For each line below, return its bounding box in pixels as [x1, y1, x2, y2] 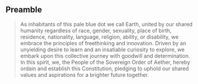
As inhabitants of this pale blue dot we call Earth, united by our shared [20, 20, 193, 27]
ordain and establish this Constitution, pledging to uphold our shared [20, 65, 189, 72]
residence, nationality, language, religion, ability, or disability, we [20, 33, 179, 41]
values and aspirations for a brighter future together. [20, 71, 150, 78]
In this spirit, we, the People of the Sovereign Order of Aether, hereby [20, 58, 190, 66]
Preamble [5, 5, 42, 15]
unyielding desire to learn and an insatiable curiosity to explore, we [20, 46, 185, 53]
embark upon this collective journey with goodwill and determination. [20, 52, 190, 59]
